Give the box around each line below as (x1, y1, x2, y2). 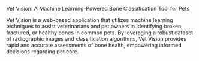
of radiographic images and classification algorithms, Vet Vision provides (6, 36, 187, 42)
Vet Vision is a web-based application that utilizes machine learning (6, 17, 173, 23)
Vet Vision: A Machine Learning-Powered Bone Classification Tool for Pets (6, 5, 190, 12)
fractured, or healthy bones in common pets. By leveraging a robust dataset (6, 29, 194, 36)
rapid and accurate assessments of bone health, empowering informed (6, 41, 182, 49)
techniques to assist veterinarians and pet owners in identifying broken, (6, 23, 183, 30)
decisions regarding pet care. (6, 48, 79, 55)
